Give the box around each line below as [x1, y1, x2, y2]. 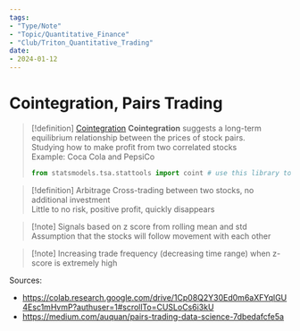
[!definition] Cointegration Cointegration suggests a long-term [30, 123, 262, 133]
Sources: [9, 275, 43, 285]
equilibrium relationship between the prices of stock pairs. [30, 132, 246, 143]
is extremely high [54, 257, 118, 268]
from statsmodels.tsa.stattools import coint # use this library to [30, 168, 292, 177]
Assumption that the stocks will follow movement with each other [30, 230, 271, 242]
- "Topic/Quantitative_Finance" [9, 30, 129, 38]
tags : [9, 13, 29, 22]
